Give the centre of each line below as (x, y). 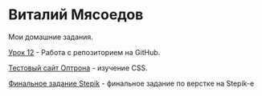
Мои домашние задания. (51, 37)
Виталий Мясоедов (76, 15)
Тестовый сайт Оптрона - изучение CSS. (78, 68)
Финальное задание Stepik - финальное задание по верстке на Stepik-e (131, 83)
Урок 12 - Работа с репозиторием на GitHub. (84, 52)
